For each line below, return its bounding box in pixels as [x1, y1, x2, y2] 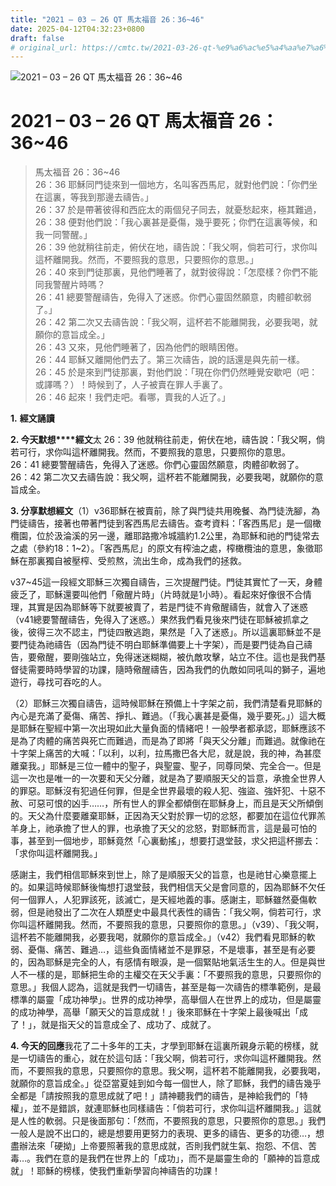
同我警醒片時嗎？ [34, 279, 106, 291]
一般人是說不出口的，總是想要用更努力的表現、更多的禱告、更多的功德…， [10, 1127, 317, 1140]
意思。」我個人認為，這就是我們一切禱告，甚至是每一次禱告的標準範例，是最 [10, 981, 322, 993]
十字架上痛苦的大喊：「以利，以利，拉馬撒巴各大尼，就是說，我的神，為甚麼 [10, 747, 322, 760]
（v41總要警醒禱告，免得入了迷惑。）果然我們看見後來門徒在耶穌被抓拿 [10, 614, 301, 626]
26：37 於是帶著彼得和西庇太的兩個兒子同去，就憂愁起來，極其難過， [34, 204, 322, 216]
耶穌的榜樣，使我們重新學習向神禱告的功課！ [36, 1165, 221, 1177]
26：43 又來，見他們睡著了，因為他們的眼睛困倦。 [34, 341, 244, 353]
